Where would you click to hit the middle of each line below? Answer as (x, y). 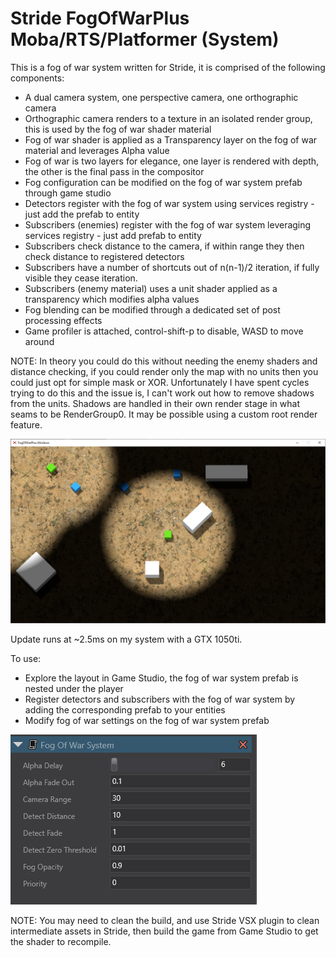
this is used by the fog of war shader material (118, 129)
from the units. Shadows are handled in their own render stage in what (155, 403)
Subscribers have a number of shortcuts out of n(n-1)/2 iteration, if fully (172, 267)
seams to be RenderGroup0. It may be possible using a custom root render (164, 414)
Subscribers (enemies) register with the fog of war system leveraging (168, 224)
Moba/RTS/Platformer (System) (145, 39)
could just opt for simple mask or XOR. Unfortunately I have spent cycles (160, 382)
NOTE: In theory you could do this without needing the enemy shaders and (164, 361)
